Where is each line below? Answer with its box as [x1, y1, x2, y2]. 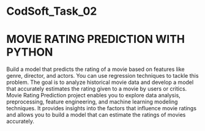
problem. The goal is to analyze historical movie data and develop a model [6, 78, 194, 86]
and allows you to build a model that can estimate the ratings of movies [6, 111, 186, 119]
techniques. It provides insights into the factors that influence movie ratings [6, 105, 197, 112]
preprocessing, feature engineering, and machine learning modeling [6, 98, 178, 105]
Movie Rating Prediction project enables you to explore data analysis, [6, 92, 181, 99]
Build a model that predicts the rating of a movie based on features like [6, 65, 185, 73]
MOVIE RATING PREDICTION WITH [6, 32, 185, 47]
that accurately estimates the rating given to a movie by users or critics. [6, 85, 187, 92]
